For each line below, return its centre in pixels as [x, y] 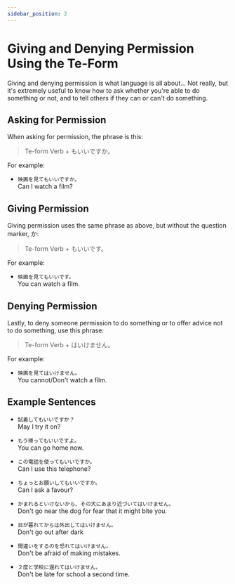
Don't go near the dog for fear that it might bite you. [92, 511]
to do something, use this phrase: [55, 330]
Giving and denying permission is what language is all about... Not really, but [117, 83]
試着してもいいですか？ [46, 420]
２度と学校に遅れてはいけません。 [59, 567]
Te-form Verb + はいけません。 [69, 345]
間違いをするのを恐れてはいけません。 [64, 546]
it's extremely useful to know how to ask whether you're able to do [103, 90]
